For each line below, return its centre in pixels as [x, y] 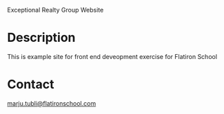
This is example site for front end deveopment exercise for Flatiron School [112, 56]
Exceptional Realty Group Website [55, 10]
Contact [31, 84]
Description [41, 38]
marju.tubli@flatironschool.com [52, 103]
